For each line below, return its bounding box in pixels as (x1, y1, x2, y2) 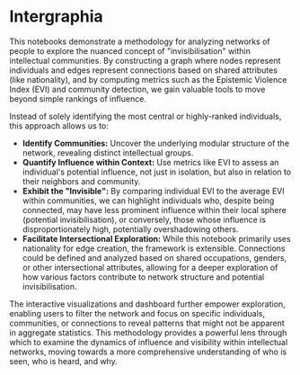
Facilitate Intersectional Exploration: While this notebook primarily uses (22, 233, 291, 244)
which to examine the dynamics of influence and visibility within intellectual (9, 336, 288, 347)
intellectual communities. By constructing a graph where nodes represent (9, 55, 281, 66)
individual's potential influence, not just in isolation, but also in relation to (22, 166, 292, 177)
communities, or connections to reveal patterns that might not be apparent (9, 317, 285, 328)
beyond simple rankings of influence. (9, 93, 146, 104)
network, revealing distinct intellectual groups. (22, 147, 194, 158)
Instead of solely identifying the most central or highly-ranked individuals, (9, 111, 282, 121)
